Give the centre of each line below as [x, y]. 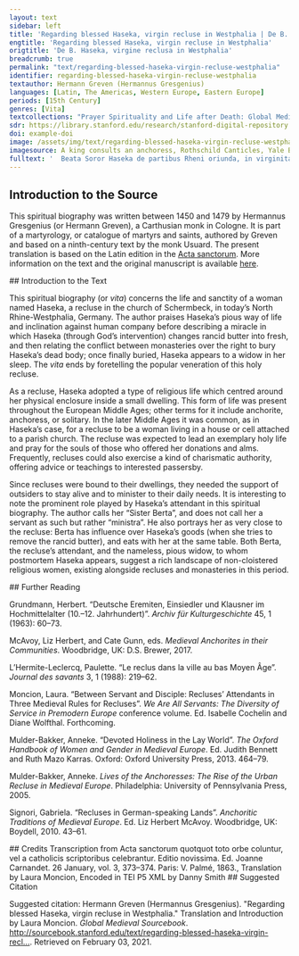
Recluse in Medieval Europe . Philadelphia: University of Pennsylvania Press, [148, 786]
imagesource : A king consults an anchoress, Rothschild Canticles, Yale [147, 150]
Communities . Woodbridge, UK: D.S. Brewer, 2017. [101, 650]
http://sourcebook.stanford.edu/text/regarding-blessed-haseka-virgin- [139, 933]
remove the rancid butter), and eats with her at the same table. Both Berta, [145, 542]
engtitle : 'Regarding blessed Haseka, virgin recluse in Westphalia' [141, 42]
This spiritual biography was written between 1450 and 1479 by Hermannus [148, 216]
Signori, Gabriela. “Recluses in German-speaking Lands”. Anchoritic [133, 812]
